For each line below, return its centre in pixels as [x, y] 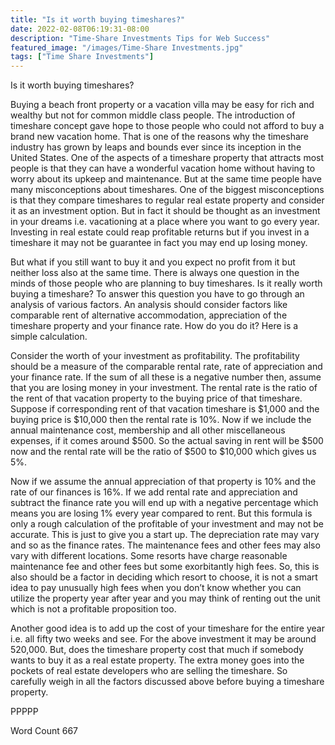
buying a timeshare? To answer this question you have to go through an [157, 294]
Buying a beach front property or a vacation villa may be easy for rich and [162, 105]
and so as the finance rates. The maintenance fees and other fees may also [165, 545]
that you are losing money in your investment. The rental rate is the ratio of [164, 388]
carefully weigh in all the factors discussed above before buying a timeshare [167, 682]
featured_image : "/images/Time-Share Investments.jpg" [127, 47]
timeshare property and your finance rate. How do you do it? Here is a [154, 326]
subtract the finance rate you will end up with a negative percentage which [164, 503]
